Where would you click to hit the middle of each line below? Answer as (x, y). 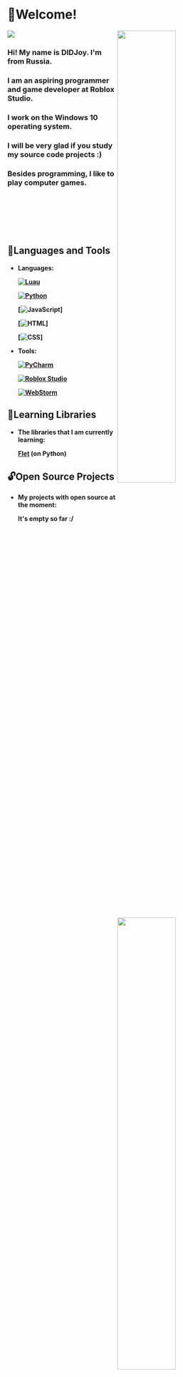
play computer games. (47, 183)
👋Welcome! (42, 15)
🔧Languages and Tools (59, 251)
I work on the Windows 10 (53, 117)
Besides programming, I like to (61, 173)
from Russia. (30, 61)
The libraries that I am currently (66, 432)
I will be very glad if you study (60, 146)
